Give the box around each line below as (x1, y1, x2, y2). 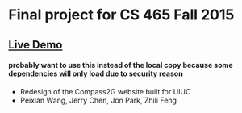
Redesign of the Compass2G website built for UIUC (19, 86, 191, 96)
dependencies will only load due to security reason (8, 69, 183, 78)
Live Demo (8, 38, 63, 52)
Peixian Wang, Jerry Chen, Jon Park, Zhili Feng (19, 95, 177, 105)
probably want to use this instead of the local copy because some (8, 61, 234, 70)
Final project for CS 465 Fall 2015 (8, 6, 235, 24)
